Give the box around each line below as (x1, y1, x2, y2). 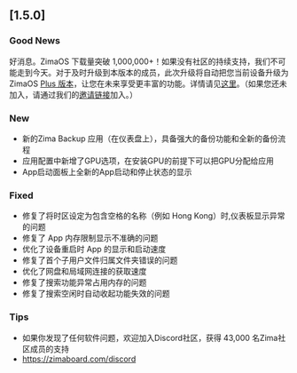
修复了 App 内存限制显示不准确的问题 (21, 233, 159, 243)
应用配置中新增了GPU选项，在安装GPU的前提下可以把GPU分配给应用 (21, 155, 275, 166)
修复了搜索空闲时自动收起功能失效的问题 (21, 289, 170, 299)
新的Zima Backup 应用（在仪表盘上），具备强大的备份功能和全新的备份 (21, 133, 278, 144)
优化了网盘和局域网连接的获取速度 (21, 266, 147, 277)
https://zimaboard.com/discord (21, 353, 137, 364)
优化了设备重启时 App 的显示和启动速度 (21, 244, 167, 255)
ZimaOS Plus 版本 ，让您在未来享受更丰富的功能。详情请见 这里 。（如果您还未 (9, 78, 287, 89)
